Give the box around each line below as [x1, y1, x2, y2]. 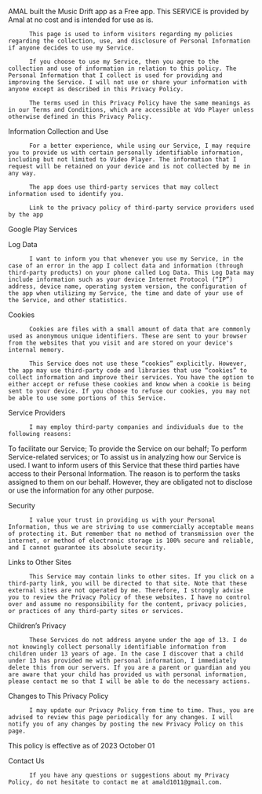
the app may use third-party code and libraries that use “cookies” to [8, 367, 247, 375]
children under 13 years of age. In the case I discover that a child [8, 650, 244, 658]
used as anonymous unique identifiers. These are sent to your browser [8, 332, 247, 340]
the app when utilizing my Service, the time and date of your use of [8, 290, 244, 297]
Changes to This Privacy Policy [8, 692, 109, 700]
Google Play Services [8, 224, 78, 234]
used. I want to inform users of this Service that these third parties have [8, 460, 240, 470]
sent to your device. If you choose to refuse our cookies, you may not [8, 387, 251, 395]
